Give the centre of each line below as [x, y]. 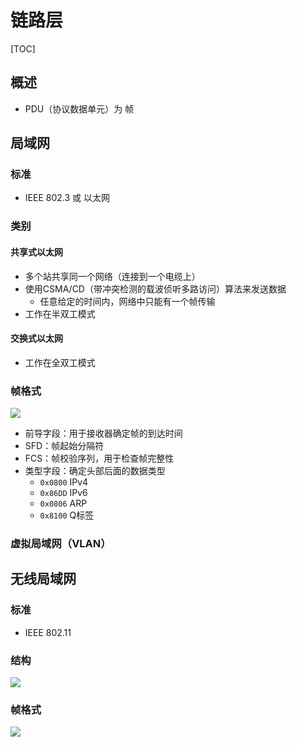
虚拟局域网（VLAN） [61, 543]
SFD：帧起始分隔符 [64, 446]
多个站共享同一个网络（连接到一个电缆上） [112, 276]
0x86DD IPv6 [63, 493]
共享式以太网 [36, 252]
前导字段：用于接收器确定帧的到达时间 [103, 433]
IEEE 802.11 [48, 632]
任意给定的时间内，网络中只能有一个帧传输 [127, 301]
